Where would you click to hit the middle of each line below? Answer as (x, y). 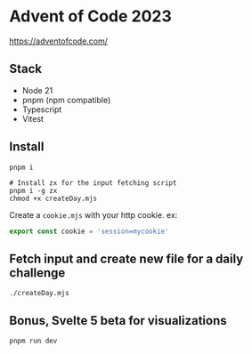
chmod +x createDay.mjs (53, 198)
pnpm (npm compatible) (66, 100)
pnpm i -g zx (33, 190)
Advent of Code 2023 (90, 16)
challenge (37, 273)
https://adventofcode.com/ (59, 41)
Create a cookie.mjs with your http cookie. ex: (93, 214)
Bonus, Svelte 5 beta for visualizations (118, 321)
